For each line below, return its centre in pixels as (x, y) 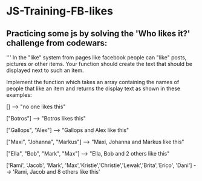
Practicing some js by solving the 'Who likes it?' (98, 34)
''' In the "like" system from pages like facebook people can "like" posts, (96, 58)
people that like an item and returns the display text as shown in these (93, 88)
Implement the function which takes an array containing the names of (93, 82)
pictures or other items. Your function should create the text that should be (99, 64)
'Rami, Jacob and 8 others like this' (57, 172)
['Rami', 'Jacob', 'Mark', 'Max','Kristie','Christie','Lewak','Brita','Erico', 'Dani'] (99, 165)
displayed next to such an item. (45, 70)
